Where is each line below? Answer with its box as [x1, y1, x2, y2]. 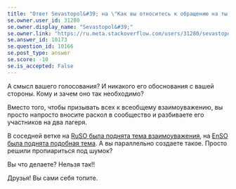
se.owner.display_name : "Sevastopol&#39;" [7, 23, 133, 30]
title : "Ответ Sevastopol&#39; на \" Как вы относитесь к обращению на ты [7, 10, 228, 18]
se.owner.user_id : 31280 [7, 17, 80, 24]
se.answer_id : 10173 [7, 37, 68, 44]
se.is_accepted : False [7, 63, 74, 70]
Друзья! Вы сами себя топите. [7, 174, 98, 182]
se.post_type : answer [7, 50, 71, 57]
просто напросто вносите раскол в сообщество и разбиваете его [7, 110, 204, 119]
